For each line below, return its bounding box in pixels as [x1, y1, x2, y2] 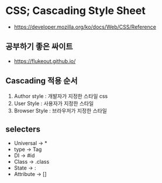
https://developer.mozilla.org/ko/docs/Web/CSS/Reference [13, 23, 156, 30]
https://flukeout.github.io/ [13, 57, 76, 65]
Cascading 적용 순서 [5, 76, 78, 86]
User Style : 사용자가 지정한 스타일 [13, 100, 94, 107]
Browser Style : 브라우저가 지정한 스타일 [13, 107, 108, 114]
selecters [5, 124, 41, 134]
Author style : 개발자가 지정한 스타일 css [13, 92, 108, 100]
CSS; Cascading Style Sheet [5, 4, 146, 17]
